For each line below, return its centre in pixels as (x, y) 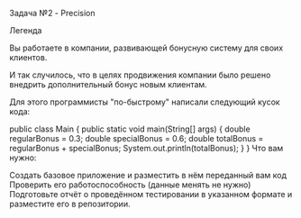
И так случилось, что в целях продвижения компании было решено (140, 75)
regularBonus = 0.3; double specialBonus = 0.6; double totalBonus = (137, 138)
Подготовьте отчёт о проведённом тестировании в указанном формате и (151, 194)
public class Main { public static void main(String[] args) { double (130, 129)
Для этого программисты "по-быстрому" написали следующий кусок (145, 102)
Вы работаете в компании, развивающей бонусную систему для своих (146, 48)
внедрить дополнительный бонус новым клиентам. (108, 84)
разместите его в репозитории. (70, 204)
